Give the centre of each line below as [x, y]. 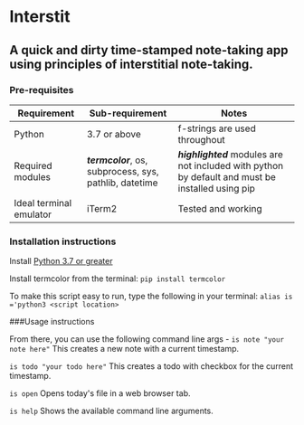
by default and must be [227, 176]
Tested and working [220, 208]
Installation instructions [63, 241]
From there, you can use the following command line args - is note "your [147, 339]
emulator [33, 214]
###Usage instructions [52, 322]
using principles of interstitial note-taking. [131, 64]
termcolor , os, [117, 160]
